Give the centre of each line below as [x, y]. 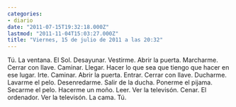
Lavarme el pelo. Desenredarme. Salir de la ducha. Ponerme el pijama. [110, 82]
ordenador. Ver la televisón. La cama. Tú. [67, 97]
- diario [20, 20]
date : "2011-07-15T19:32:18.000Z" [58, 27]
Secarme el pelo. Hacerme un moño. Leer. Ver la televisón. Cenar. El [107, 90]
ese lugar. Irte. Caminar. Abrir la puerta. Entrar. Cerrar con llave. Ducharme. [117, 75]
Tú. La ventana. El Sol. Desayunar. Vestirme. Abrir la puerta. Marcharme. [113, 60]
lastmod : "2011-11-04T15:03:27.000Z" [63, 33]
